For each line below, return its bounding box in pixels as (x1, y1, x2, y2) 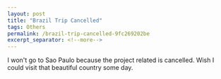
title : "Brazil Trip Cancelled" (7, 17, 102, 24)
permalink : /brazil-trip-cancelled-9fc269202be (7, 30, 150, 37)
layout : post (7, 10, 46, 18)
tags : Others (7, 23, 46, 30)
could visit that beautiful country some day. (7, 63, 133, 72)
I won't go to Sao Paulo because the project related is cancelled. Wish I (7, 56, 215, 64)
